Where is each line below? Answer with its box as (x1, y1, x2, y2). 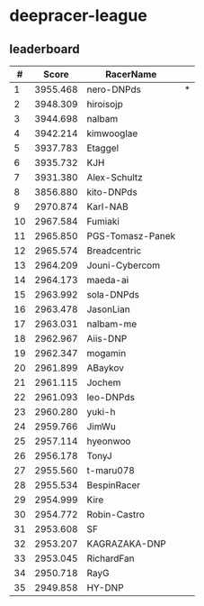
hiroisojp (86, 98, 123, 110)
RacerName (105, 69, 157, 80)
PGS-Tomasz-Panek (86, 230, 176, 242)
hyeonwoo (86, 435, 131, 447)
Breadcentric (86, 244, 142, 257)
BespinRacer (86, 479, 141, 491)
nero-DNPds (86, 83, 142, 96)
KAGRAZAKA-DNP (86, 537, 166, 550)
